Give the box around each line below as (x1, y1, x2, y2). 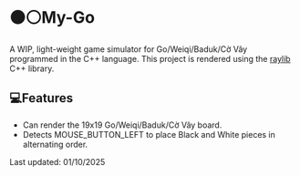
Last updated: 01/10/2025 (9, 156, 106, 167)
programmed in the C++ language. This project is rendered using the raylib (9, 53, 291, 64)
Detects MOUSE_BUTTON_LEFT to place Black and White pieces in (22, 129, 276, 140)
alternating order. (22, 139, 88, 150)
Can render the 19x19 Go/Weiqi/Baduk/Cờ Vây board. (22, 119, 222, 130)
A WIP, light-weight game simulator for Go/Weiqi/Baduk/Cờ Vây (9, 43, 248, 55)
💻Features (9, 90, 74, 106)
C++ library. (9, 63, 55, 74)
